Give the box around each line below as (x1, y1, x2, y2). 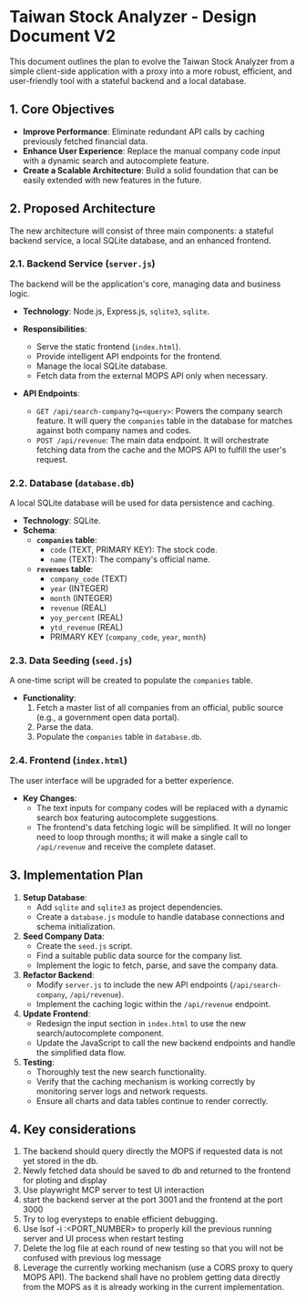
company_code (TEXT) (49, 573, 127, 585)
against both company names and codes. (36, 424, 192, 435)
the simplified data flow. (36, 1046, 127, 1057)
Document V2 (9, 26, 117, 47)
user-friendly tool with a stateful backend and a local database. (9, 75, 248, 86)
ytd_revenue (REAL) (49, 622, 124, 633)
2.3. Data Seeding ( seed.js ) (9, 654, 133, 667)
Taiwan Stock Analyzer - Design (9, 6, 257, 27)
